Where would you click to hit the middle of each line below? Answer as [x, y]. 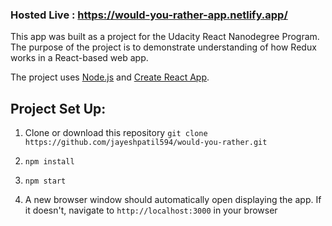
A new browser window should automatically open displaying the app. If [173, 200]
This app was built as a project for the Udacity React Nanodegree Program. [165, 37]
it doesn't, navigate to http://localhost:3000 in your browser [151, 210]
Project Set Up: [58, 108]
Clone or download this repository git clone [116, 133]
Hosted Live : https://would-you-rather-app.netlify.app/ [149, 15]
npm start [45, 181]
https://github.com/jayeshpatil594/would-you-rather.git [146, 143]
